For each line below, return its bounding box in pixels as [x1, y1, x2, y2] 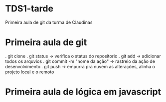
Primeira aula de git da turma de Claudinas [5, 19, 93, 25]
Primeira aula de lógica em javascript [5, 86, 161, 98]
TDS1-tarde [5, 3, 54, 14]
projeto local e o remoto [5, 69, 54, 75]
